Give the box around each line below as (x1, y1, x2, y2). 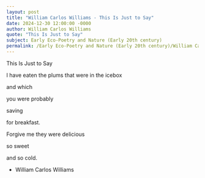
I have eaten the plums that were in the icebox (6, 71, 123, 79)
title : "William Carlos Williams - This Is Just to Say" (6, 15, 154, 21)
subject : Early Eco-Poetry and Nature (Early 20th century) (6, 37, 163, 43)
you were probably (6, 95, 54, 102)
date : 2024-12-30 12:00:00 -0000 (6, 20, 92, 26)
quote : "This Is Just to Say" (6, 32, 84, 38)
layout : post (6, 9, 40, 15)
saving (6, 107, 23, 114)
